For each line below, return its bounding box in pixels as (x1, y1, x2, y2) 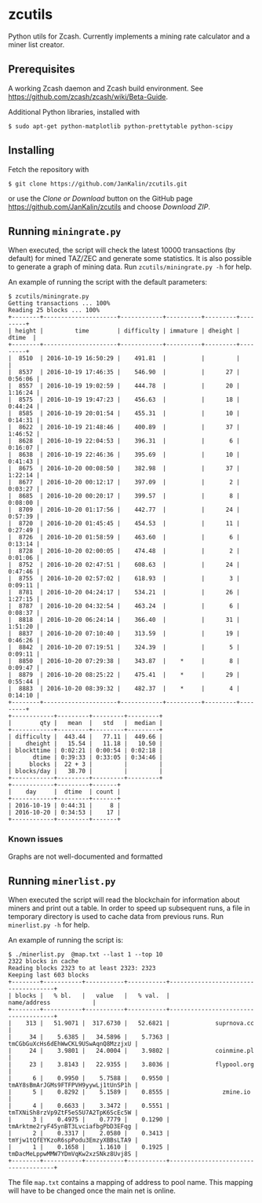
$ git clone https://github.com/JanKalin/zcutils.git (8, 179, 188, 188)
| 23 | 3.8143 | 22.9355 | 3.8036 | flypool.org (8, 1061, 255, 1069)
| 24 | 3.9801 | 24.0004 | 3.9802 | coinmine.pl (8, 1047, 255, 1055)
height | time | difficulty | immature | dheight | (15, 327, 241, 335)
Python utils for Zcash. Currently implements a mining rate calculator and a (8, 31, 250, 41)
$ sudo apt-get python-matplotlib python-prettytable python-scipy (8, 122, 234, 131)
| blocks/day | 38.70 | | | (8, 767, 163, 775)
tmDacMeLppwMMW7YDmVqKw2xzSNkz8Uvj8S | (8, 1150, 139, 1158)
